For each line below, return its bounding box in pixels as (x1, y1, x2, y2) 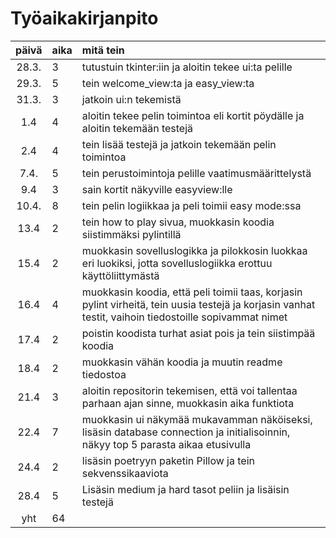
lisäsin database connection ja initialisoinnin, (81, 425, 291, 439)
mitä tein (81, 43, 125, 57)
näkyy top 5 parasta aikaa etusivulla (81, 437, 252, 451)
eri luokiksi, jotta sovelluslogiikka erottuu (81, 256, 273, 270)
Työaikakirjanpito (10, 7, 159, 30)
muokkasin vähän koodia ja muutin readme (81, 355, 283, 369)
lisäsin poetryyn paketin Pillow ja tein (81, 453, 255, 467)
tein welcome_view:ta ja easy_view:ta (81, 76, 255, 90)
